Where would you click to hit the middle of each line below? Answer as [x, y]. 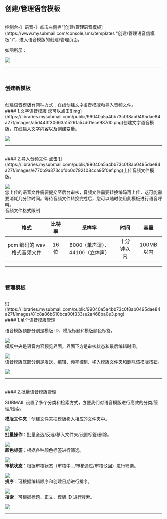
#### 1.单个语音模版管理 [30, 320]
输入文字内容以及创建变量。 [51, 129]
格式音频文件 [27, 253]
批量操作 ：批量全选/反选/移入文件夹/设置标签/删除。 [58, 435]
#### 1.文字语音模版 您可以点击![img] [43, 111]
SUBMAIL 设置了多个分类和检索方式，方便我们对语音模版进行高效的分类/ [80, 403]
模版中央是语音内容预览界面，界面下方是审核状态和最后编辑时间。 [73, 346]
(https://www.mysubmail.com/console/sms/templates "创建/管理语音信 [78, 33]
